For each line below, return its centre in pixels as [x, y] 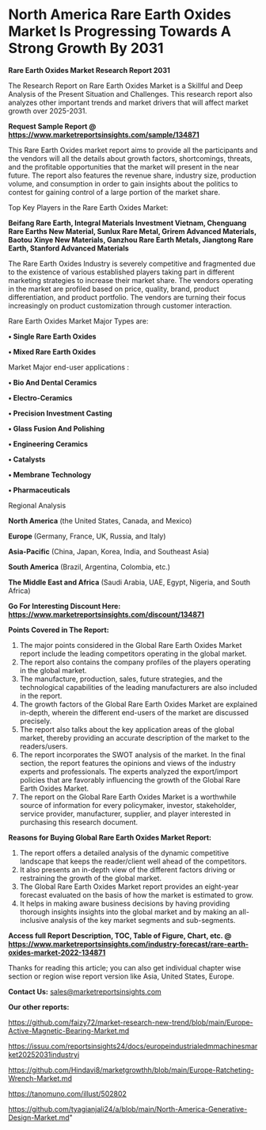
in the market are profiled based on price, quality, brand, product [114, 289]
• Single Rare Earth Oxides [52, 336]
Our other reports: [39, 1007]
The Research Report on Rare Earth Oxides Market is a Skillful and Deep [125, 86]
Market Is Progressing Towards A [120, 31]
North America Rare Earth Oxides [120, 15]
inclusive [34, 920]
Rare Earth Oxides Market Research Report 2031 [89, 70]
